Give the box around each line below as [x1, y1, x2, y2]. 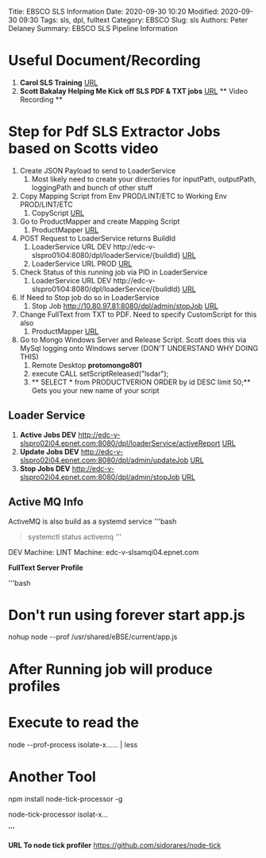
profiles [8, 677, 61, 695]
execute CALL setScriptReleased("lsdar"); [31, 369, 169, 378]
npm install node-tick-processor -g [8, 794, 123, 803]
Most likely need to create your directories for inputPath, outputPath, [31, 174, 256, 184]
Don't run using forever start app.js [8, 606, 245, 624]
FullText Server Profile [8, 563, 83, 572]
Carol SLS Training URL [19, 77, 98, 87]
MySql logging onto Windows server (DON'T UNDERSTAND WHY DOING [19, 343, 259, 353]
